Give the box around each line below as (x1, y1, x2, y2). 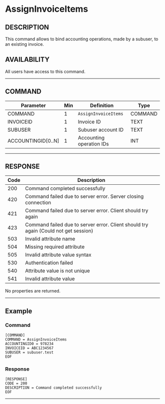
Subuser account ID (78, 126, 124, 133)
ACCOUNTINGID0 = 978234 (5, 342, 54, 346)
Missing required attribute (25, 243, 85, 250)
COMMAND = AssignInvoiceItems (5, 337, 67, 342)
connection (25, 199, 52, 206)
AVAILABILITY (5, 56, 50, 64)
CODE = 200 (5, 381, 27, 386)
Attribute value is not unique (25, 267, 90, 274)
